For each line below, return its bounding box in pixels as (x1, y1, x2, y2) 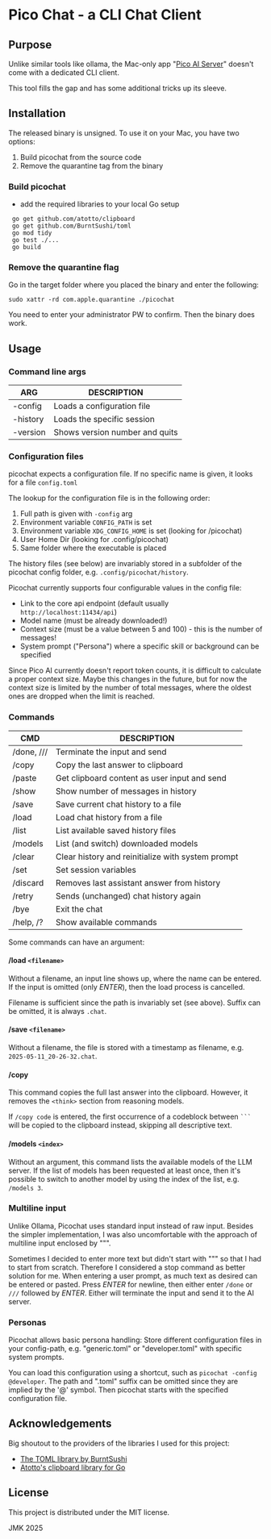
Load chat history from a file (55, 811, 163, 823)
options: (8, 136, 36, 146)
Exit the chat (55, 903, 103, 915)
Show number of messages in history (55, 785, 197, 796)
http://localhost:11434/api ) (19, 607, 118, 617)
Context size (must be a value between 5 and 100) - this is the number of (19, 624, 263, 634)
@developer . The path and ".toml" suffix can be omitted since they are (8, 1377, 239, 1387)
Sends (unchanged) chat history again (55, 890, 202, 901)
